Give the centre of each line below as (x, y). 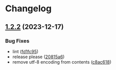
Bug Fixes (17, 41)
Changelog (28, 9)
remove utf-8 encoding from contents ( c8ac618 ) (62, 62)
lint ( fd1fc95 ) (25, 51)
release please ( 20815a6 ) (38, 57)
